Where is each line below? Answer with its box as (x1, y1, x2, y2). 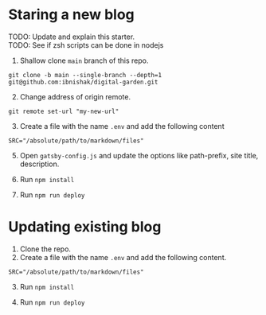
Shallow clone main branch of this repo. (19, 56, 149, 65)
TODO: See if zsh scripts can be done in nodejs (8, 40, 164, 49)
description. (19, 159, 60, 169)
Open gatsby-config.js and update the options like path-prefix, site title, (19, 150, 259, 160)
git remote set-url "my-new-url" (8, 107, 119, 115)
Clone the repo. (19, 244, 72, 254)
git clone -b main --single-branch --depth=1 (8, 71, 162, 79)
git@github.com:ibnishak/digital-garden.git (8, 78, 158, 86)
